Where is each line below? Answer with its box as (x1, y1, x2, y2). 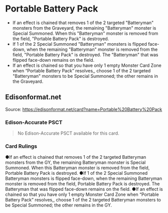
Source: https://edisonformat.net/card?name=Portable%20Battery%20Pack (5, 106, 162, 112)
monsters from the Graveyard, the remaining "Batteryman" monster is (12, 25, 156, 31)
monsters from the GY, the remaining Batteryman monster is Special (5, 159, 146, 166)
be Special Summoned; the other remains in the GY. (5, 202, 112, 208)
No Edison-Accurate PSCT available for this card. (17, 130, 119, 136)
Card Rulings (5, 143, 38, 150)
